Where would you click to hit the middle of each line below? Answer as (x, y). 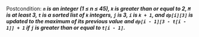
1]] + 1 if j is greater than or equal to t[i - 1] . (66, 27)
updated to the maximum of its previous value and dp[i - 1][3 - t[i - (96, 21)
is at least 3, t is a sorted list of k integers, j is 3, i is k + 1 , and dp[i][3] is (99, 15)
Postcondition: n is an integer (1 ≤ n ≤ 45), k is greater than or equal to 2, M (99, 9)
